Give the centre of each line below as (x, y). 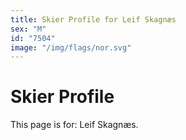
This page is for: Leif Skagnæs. (74, 125)
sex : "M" (28, 29)
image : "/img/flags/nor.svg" (71, 47)
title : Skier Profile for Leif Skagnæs (93, 19)
